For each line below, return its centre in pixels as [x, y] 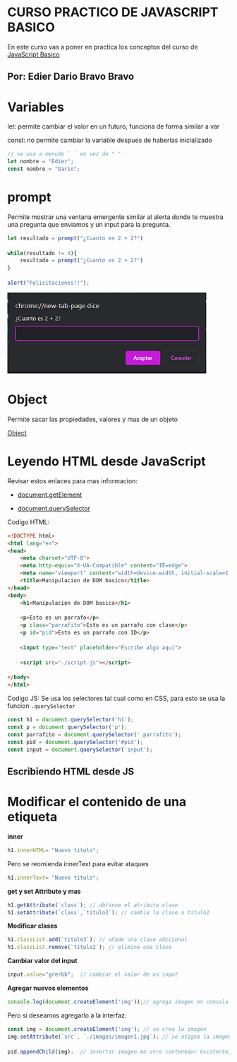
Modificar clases [32, 926]
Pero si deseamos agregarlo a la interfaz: [67, 1015]
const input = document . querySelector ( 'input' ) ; [80, 750]
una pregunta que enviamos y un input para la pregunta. [89, 224]
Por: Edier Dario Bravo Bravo [71, 77]
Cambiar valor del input [42, 961]
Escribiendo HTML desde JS [71, 771]
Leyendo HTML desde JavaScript [107, 462]
